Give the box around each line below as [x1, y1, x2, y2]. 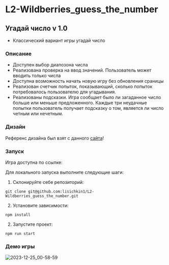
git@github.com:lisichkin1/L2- [27, 189, 95, 194]
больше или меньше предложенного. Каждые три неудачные [12, 100, 147, 106]
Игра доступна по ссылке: [5, 159, 63, 165]
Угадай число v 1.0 [5, 24, 68, 33]
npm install [5, 212, 31, 218]
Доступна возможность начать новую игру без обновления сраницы [12, 78, 164, 84]
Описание [5, 50, 32, 57]
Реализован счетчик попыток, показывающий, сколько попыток [12, 83, 153, 90]
